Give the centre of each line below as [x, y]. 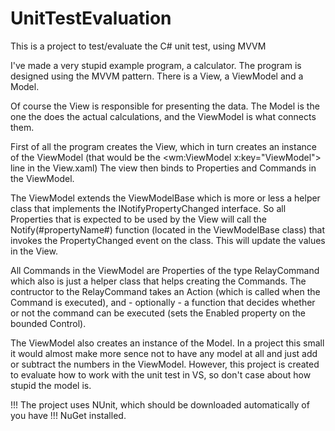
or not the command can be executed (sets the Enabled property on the [158, 313]
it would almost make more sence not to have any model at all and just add [164, 353]
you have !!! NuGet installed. [68, 415]
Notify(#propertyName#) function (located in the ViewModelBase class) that [168, 229]
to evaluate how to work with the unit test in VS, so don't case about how [161, 374]
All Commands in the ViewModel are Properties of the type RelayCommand [165, 270]
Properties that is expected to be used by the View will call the [138, 219]
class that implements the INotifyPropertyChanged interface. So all [148, 208]
